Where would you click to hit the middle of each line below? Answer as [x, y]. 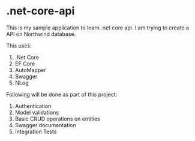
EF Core [25, 64]
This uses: [19, 46]
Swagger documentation [45, 125]
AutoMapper [30, 70]
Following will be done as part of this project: [62, 94]
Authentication [33, 106]
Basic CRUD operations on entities [57, 119]
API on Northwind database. [41, 34]
